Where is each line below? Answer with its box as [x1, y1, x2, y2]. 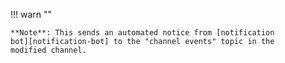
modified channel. [10, 45, 87, 55]
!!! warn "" [10, 9, 53, 20]
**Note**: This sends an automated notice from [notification [10, 28, 275, 38]
